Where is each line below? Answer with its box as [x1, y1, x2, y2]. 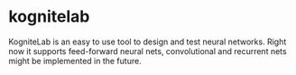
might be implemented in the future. [8, 55, 142, 66]
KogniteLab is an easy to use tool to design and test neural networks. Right [8, 36, 287, 47]
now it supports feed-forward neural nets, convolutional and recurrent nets [8, 45, 287, 56]
